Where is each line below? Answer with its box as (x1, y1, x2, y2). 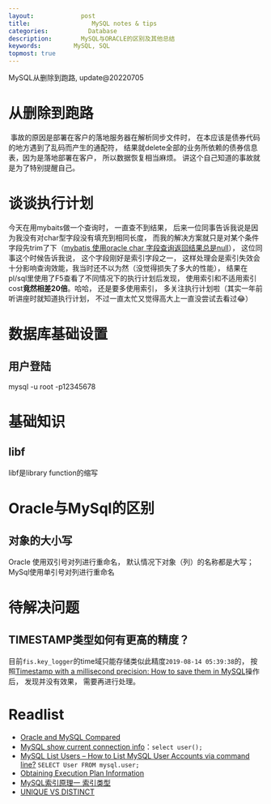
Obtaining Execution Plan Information (19, 768, 145, 778)
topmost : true (8, 49, 57, 58)
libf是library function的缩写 (8, 468, 99, 477)
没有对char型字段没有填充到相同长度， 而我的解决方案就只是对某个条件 (22, 233, 260, 242)
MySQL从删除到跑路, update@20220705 (8, 73, 144, 82)
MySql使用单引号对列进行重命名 (8, 567, 115, 576)
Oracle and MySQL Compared (19, 732, 121, 742)
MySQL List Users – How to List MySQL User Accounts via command (19, 751, 250, 760)
